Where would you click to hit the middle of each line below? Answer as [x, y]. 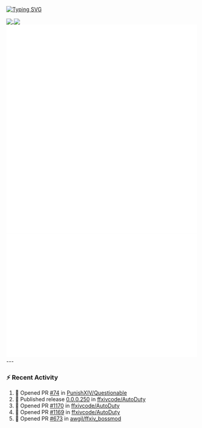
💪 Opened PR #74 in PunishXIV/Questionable [71, 393]
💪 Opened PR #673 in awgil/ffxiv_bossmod [68, 419]
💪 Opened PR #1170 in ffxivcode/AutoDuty [67, 406]
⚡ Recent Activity [32, 378]
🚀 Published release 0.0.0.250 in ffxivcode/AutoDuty [80, 400]
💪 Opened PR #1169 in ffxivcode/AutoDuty [67, 412]
